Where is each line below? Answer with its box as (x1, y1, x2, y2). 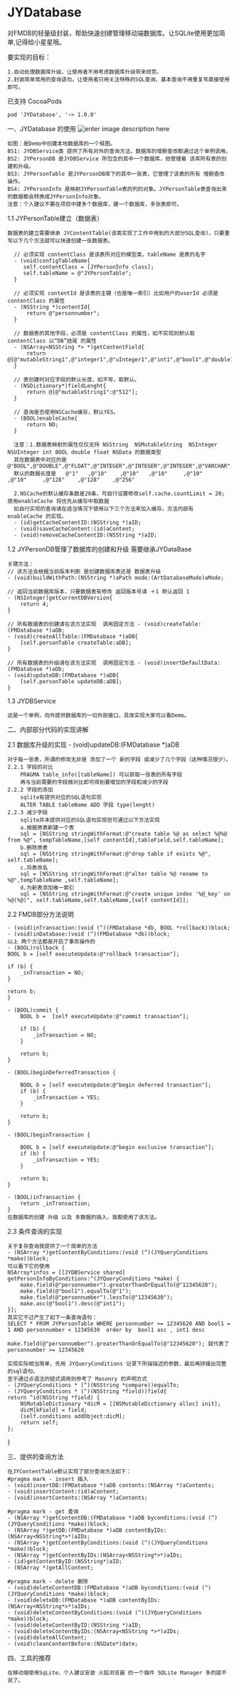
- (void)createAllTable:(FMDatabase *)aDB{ (7, 633, 139, 640)
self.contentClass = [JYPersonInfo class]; (23, 263, 154, 271)
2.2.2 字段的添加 (7, 786, 53, 793)
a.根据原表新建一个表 (20, 824, 75, 831)
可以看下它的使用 (7, 1263, 51, 1270)
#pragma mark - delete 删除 (7, 1577, 89, 1585)
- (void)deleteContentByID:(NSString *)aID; (7, 1622, 142, 1629)
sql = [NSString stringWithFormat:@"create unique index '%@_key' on (20, 890, 231, 898)
